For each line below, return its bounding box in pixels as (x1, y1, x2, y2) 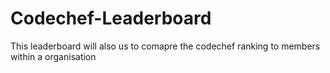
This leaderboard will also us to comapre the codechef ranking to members (10, 40, 321, 52)
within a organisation (10, 50, 97, 62)
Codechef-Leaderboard (10, 7, 212, 30)
